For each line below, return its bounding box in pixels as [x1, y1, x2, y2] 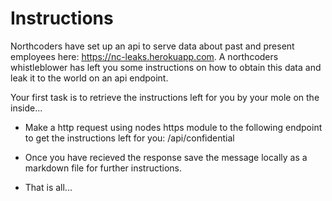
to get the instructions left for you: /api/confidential [24, 132, 235, 144]
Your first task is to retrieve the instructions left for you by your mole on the [10, 91, 320, 103]
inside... [10, 102, 43, 114]
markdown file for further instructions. [24, 162, 183, 174]
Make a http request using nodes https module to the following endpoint [24, 121, 323, 133]
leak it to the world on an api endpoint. [10, 72, 169, 84]
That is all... [24, 181, 73, 193]
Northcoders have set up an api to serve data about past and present [10, 40, 295, 52]
